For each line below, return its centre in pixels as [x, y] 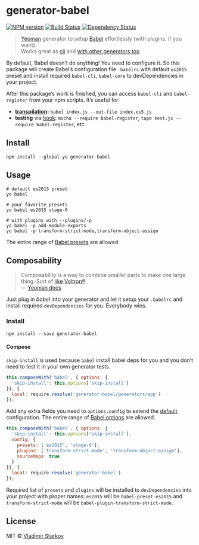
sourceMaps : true [38, 456]
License [21, 521]
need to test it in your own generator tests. [58, 366]
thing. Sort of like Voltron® [53, 281]
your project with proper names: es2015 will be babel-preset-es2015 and [94, 496]
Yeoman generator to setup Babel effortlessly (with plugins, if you [101, 38]
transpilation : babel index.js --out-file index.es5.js [83, 111]
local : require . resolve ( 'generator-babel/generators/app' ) [86, 394]
